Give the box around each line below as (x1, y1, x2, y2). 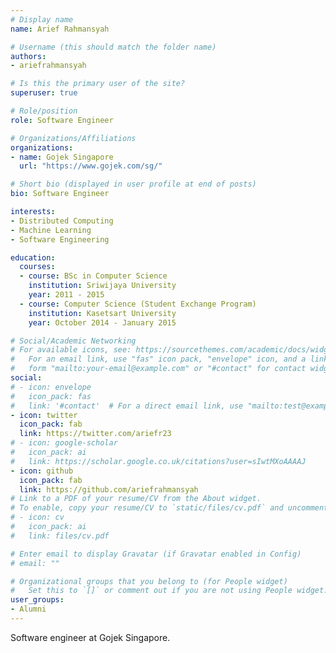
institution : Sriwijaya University (28, 281, 177, 291)
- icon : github (10, 466, 74, 476)
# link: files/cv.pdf (10, 531, 110, 541)
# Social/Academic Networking (10, 336, 137, 346)
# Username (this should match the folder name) (10, 42, 217, 52)
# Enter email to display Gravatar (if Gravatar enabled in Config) (10, 549, 302, 559)
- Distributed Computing (10, 216, 114, 226)
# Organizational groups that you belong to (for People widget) (10, 576, 288, 586)
